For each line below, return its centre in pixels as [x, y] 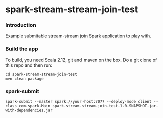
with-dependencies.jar [29, 111]
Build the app [22, 49]
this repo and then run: [29, 65]
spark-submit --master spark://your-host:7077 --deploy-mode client [78, 102]
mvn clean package [24, 79]
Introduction [21, 25]
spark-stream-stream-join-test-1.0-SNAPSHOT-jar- [105, 106]
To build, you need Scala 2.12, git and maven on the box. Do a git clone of [81, 60]
